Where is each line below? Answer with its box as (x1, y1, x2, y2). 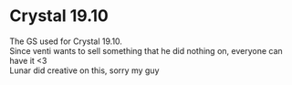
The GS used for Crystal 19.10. (9, 36, 123, 47)
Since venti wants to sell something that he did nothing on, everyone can (9, 45, 283, 56)
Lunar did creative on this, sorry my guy (9, 65, 160, 76)
